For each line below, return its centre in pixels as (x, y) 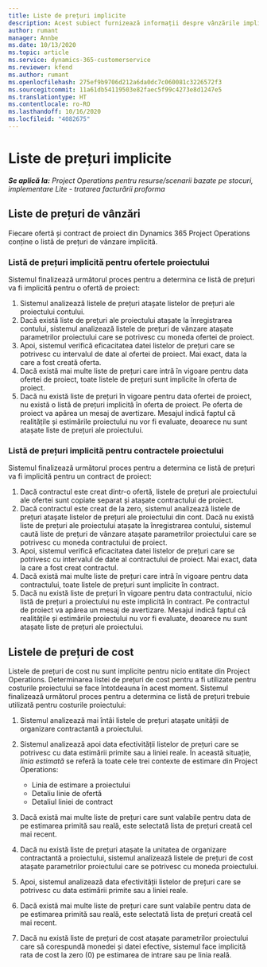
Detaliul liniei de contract (72, 802)
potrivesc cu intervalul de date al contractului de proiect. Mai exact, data (138, 559)
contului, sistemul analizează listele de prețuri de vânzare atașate (126, 328)
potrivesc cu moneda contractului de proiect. (93, 542)
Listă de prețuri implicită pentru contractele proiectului (116, 450)
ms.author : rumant (39, 75)
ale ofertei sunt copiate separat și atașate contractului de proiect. (126, 500)
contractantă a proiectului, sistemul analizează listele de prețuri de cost (136, 858)
